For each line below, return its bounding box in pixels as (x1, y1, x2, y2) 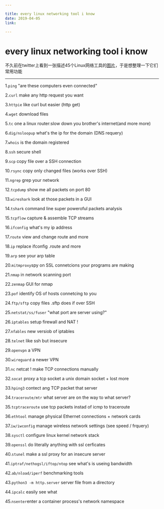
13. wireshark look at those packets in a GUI (5, 196, 92, 202)
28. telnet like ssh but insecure (5, 338, 67, 344)
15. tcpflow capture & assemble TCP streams (5, 215, 94, 221)
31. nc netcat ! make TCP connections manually (5, 366, 99, 372)
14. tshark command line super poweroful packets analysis (5, 206, 123, 212)
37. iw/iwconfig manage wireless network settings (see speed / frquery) (5, 423, 149, 429)
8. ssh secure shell (5, 149, 41, 155)
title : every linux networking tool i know (5, 11, 95, 16)
